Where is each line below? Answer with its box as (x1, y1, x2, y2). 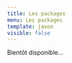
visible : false (7, 29, 51, 37)
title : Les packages (7, 10, 67, 17)
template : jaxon (7, 23, 53, 30)
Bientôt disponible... (7, 48, 64, 57)
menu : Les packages (7, 17, 63, 24)
